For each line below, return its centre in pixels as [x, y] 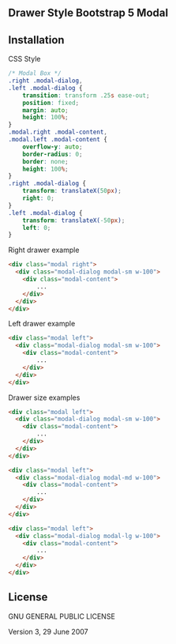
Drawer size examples [44, 397]
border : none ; [45, 161]
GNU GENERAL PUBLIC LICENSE [62, 616]
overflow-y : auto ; [52, 147]
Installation [36, 40]
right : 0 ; [39, 198]
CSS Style [24, 59]
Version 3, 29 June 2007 [48, 631]
